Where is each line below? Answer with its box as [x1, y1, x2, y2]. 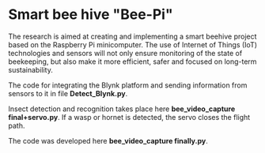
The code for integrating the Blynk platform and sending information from [8, 80, 248, 90]
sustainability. [8, 65, 53, 74]
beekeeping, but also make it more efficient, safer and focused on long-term [8, 57, 257, 66]
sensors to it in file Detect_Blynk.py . [8, 88, 128, 98]
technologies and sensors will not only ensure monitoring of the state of [8, 48, 243, 58]
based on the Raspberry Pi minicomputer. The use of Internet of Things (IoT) [8, 39, 258, 49]
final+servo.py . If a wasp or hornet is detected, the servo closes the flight [8, 112, 251, 121]
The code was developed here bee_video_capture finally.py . [8, 136, 208, 145]
